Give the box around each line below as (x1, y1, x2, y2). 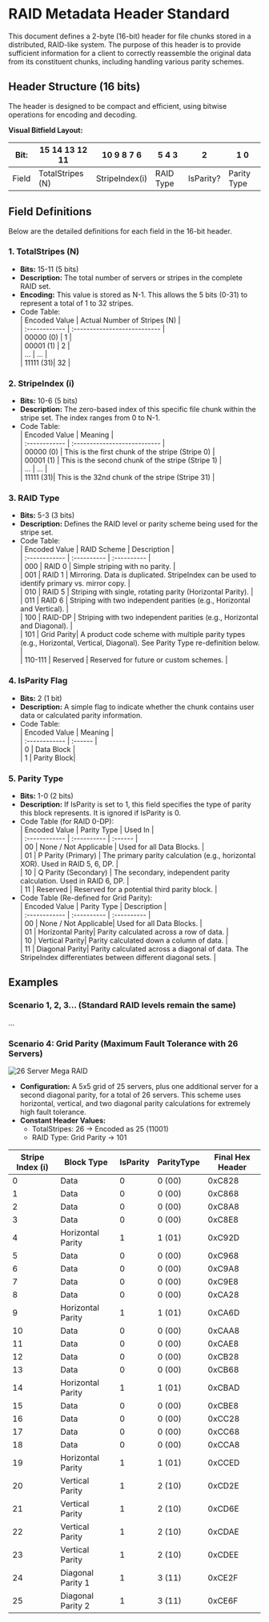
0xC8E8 (207, 1214, 239, 1225)
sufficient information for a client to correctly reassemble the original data (8, 48, 251, 58)
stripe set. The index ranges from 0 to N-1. (19, 413, 160, 423)
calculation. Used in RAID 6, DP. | (19, 876, 130, 886)
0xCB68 (207, 1364, 239, 1376)
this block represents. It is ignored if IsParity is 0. (19, 808, 182, 818)
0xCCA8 (207, 1440, 240, 1451)
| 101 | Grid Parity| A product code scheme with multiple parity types (19, 630, 246, 639)
